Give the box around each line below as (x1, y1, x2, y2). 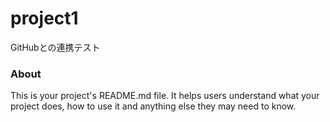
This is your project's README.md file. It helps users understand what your (10, 90, 320, 102)
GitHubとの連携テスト (10, 41, 101, 53)
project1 (10, 7, 79, 30)
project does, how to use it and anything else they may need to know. (10, 100, 297, 112)
